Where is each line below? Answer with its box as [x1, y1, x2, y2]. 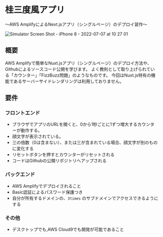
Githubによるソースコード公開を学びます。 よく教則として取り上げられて [5, 66, 151, 72]
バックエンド [5, 171, 36, 178]
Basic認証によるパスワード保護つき [12, 189, 83, 195]
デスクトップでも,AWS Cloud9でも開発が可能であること [12, 226, 124, 233]
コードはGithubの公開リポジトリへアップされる [12, 158, 107, 164]
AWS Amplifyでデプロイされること [12, 183, 81, 189]
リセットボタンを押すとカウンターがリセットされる [12, 152, 115, 158]
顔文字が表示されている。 [12, 134, 64, 140]
